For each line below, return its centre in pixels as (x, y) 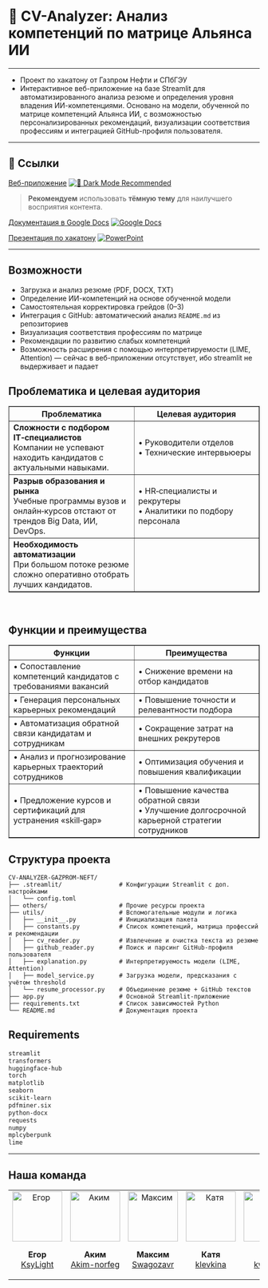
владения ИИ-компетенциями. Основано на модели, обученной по (134, 105)
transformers (30, 1061)
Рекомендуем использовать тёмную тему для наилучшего (130, 198)
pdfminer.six (30, 1105)
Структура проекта (59, 859)
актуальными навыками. (61, 468)
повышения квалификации (190, 772)
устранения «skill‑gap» (57, 820)
